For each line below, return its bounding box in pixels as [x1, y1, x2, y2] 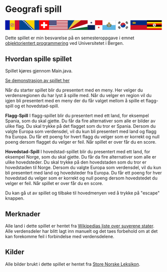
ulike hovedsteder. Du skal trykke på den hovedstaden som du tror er [5, 159, 147, 165]
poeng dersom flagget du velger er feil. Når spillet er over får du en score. [5, 139, 157, 145]
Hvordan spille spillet [5, 55, 72, 63]
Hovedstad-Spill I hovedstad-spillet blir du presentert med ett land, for [5, 149, 151, 155]
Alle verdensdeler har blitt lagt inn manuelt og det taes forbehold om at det [5, 228, 158, 234]
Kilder [5, 248, 24, 257]
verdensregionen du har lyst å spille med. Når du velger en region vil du [5, 92, 152, 98]
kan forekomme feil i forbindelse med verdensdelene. [5, 234, 114, 240]
